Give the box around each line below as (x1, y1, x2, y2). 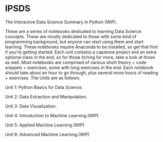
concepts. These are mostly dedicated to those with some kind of (5, 34, 137, 39)
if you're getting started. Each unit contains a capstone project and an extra (5, 49, 157, 55)
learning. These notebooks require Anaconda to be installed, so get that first (5, 44, 158, 50)
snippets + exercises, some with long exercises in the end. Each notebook (5, 64, 154, 71)
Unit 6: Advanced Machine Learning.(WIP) (5, 131, 90, 137)
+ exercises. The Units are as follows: (5, 75, 80, 81)
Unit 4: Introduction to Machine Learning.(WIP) (5, 112, 99, 118)
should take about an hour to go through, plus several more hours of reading (5, 70, 159, 75)
